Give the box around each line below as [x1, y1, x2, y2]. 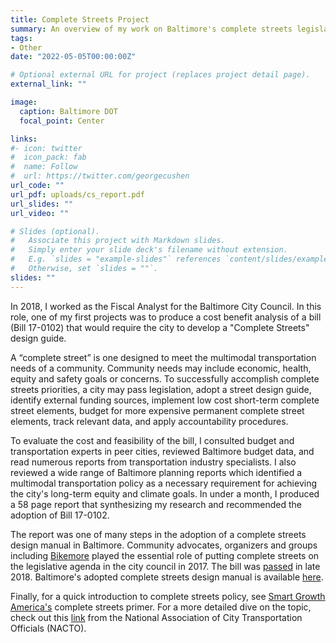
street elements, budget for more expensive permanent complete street [10, 404, 305, 416]
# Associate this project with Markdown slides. [10, 236, 226, 246]
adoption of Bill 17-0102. [10, 509, 110, 521]
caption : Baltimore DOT [19, 106, 118, 116]
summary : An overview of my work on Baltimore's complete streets [10, 24, 293, 34]
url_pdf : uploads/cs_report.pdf [10, 189, 145, 200]
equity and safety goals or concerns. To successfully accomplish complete [10, 372, 320, 385]
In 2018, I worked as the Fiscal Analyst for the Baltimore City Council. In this [10, 300, 322, 312]
